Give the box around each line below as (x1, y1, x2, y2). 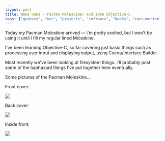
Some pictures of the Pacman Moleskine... (5, 74, 91, 80)
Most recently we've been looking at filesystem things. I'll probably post (5, 60, 151, 66)
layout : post (5, 7, 32, 12)
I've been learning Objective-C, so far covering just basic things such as (5, 45, 151, 51)
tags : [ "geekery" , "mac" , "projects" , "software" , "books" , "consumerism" (5, 16, 162, 21)
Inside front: (5, 121, 29, 127)
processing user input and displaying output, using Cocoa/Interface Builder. (5, 50, 158, 56)
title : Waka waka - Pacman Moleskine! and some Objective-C (5, 12, 131, 17)
